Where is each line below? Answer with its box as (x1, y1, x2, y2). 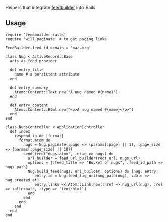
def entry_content (10, 103, 49, 108)
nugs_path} (5, 164, 28, 169)
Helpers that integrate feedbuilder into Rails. (5, 5, 97, 10)
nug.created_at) (5, 177, 39, 183)
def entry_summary (10, 85, 49, 90)
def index (10, 129, 30, 134)
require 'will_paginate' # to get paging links (5, 36, 107, 42)
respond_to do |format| (14, 133, 64, 138)
